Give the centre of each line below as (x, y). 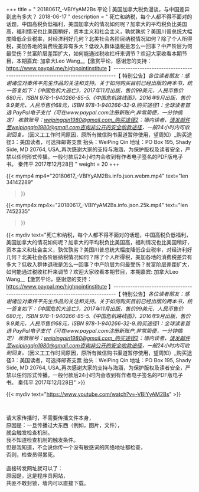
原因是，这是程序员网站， (37, 475)
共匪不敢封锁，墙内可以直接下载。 (48, 483)
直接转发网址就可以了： (35, 468)
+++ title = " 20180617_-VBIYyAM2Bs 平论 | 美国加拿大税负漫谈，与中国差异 (98, 9)
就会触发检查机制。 (30, 432)
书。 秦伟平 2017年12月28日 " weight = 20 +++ (63, 164)
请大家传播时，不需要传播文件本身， (50, 418)
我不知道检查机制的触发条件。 (42, 440)
